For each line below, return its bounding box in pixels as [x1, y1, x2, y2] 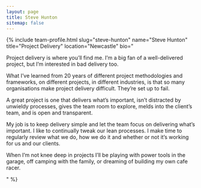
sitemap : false [6, 20, 44, 26]
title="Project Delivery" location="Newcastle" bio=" [6, 43, 134, 50]
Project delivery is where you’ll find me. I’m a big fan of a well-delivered [6, 54, 183, 62]
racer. [6, 164, 21, 171]
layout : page [6, 8, 39, 15]
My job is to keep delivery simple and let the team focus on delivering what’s [6, 121, 196, 128]
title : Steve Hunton [6, 14, 58, 20]
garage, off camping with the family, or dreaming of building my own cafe [6, 158, 188, 165]
